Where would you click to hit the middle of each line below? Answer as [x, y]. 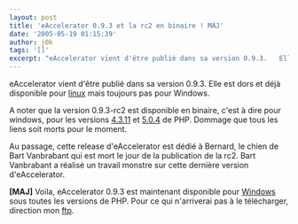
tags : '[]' [29, 50]
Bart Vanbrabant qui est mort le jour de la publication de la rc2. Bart [132, 155]
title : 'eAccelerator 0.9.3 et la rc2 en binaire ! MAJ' [117, 26]
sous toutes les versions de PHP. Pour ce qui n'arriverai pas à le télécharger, [149, 201]
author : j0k [31, 42]
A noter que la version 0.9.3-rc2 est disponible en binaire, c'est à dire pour [145, 110]
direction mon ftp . [42, 210]
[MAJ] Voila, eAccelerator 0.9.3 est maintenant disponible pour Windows [143, 192]
